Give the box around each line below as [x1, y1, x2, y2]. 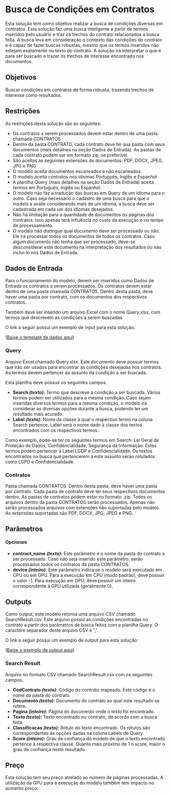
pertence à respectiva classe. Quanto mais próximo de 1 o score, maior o [12, 740, 165, 747]
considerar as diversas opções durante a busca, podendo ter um [12, 405, 148, 411]
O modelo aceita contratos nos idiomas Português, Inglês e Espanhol [12, 173, 157, 179]
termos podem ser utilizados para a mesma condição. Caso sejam [12, 394, 151, 401]
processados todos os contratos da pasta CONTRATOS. [12, 561, 130, 567]
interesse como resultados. [5, 92, 62, 98]
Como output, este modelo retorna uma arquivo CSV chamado [5, 611, 136, 617]
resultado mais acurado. [12, 411, 63, 417]
